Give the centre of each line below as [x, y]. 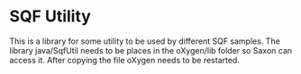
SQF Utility [50, 16]
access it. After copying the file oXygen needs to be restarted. [125, 60]
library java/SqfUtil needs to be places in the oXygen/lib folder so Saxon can [151, 50]
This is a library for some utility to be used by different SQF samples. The [145, 41]
